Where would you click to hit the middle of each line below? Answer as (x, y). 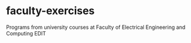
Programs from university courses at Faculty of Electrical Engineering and (96, 27)
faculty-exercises (50, 11)
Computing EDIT (26, 33)
